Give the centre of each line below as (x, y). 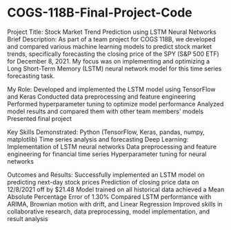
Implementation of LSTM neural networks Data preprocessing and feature (112, 146)
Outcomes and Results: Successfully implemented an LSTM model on (106, 175)
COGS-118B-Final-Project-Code (100, 13)
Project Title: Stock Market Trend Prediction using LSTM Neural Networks (112, 32)
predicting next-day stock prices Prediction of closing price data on (103, 182)
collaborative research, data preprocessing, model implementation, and (109, 211)
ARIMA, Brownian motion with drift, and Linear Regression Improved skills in (115, 204)
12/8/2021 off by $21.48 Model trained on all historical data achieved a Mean (116, 189)
